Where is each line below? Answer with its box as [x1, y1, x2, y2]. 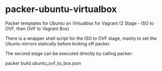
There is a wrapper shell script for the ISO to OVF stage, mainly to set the [5, 35, 157, 41]
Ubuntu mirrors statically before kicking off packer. [5, 40, 111, 46]
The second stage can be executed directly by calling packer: [5, 50, 133, 56]
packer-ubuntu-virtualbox [5, 4, 117, 15]
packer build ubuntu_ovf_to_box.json [5, 60, 82, 66]
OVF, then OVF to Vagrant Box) [5, 25, 69, 31]
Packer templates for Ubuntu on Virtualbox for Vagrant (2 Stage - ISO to [5, 20, 154, 26]
